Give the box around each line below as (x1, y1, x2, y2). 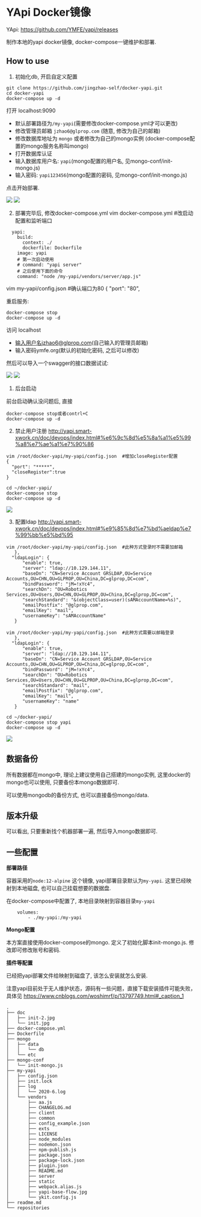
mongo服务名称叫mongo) (25, 142, 89, 150)
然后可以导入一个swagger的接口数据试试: (6, 359, 109, 367)
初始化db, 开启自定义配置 (14, 73, 78, 80)
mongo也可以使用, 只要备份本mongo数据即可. (6, 779, 119, 786)
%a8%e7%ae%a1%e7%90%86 (14, 440, 94, 447)
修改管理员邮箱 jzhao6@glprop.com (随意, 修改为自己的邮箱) (14, 127, 161, 134)
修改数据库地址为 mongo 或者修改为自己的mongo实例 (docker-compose (14, 134, 190, 142)
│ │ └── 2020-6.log (6, 1089, 66, 1095)
